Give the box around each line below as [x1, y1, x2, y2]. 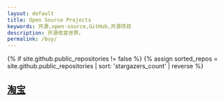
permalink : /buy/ [7, 36, 58, 43]
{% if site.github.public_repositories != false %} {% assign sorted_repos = [7, 54, 218, 63]
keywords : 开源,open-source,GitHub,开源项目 [7, 23, 132, 30]
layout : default [7, 10, 54, 17]
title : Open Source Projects [7, 17, 92, 23]
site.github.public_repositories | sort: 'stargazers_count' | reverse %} [7, 62, 204, 70]
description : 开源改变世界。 [7, 29, 85, 37]
